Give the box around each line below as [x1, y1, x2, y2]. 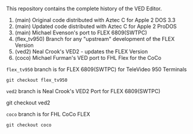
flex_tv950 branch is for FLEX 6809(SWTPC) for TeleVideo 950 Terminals [6, 66, 187, 73]
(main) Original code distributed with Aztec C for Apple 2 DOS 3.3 [14, 17, 176, 23]
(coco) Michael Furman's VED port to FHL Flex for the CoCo [14, 55, 162, 61]
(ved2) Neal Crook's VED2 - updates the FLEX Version [14, 48, 148, 55]
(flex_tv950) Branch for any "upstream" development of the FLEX [14, 36, 175, 42]
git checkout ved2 [6, 99, 50, 106]
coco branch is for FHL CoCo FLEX [6, 111, 90, 117]
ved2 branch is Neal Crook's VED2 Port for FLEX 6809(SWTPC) [6, 88, 161, 94]
